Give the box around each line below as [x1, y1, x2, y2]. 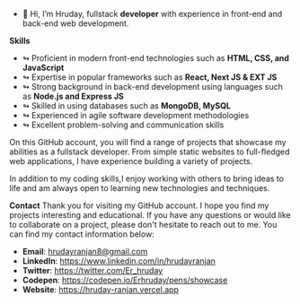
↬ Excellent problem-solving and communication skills [22, 119, 225, 130]
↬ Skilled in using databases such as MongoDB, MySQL [22, 100, 232, 111]
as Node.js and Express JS [22, 91, 124, 101]
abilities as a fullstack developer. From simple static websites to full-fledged [9, 146, 290, 157]
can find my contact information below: [9, 229, 154, 239]
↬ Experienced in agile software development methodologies [22, 110, 250, 120]
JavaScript [22, 63, 65, 73]
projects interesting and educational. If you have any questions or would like [9, 210, 291, 220]
